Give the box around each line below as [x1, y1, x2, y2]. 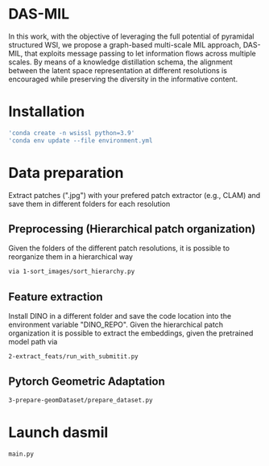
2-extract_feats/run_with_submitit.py [8, 353, 139, 361]
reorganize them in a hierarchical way [8, 252, 133, 262]
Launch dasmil [8, 423, 109, 441]
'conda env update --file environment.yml [8, 136, 153, 145]
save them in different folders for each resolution [8, 199, 171, 208]
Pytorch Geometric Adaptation [8, 375, 165, 389]
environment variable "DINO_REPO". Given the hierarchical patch [8, 320, 224, 330]
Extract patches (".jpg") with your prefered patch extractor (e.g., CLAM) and [8, 190, 261, 200]
